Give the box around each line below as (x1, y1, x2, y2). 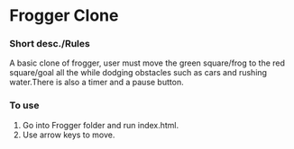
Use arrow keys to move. (22, 129, 115, 140)
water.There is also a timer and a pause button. (9, 77, 184, 88)
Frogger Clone (9, 5, 119, 26)
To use (9, 100, 40, 112)
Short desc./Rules (9, 38, 90, 50)
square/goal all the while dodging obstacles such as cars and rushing (9, 67, 268, 78)
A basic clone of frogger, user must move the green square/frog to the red (9, 57, 286, 68)
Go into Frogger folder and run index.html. (22, 119, 179, 130)
